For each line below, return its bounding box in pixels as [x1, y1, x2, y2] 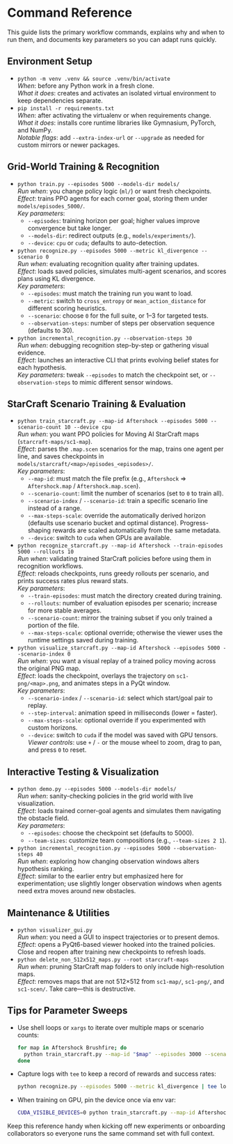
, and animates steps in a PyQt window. [58, 679, 170, 688]
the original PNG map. [17, 664, 81, 673]
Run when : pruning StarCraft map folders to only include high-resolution [17, 963, 225, 971]
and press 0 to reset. [27, 745, 87, 754]
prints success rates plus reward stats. [17, 577, 129, 585]
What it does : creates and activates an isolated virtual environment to [17, 88, 217, 97]
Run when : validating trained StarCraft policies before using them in [17, 555, 211, 563]
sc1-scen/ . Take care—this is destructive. [17, 984, 136, 993]
